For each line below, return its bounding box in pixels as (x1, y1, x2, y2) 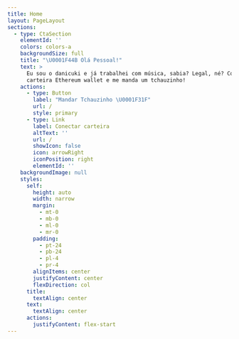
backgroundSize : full (20, 50, 84, 58)
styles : (20, 176, 43, 183)
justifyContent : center (33, 274, 103, 281)
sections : (7, 23, 37, 31)
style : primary (33, 109, 78, 117)
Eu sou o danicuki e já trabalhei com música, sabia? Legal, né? (26, 70, 224, 77)
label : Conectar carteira (33, 122, 110, 130)
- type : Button (26, 90, 72, 97)
